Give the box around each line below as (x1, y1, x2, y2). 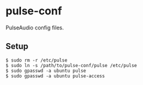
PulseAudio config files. (5, 24, 64, 31)
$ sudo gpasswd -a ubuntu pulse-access (5, 73, 105, 79)
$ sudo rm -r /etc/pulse (5, 57, 68, 63)
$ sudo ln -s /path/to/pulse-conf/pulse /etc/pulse (5, 62, 137, 68)
